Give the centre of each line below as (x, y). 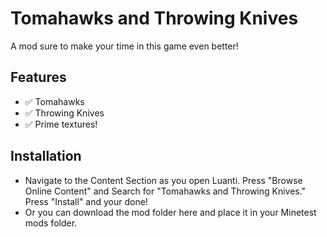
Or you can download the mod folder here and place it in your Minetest (170, 212)
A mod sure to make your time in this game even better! (124, 46)
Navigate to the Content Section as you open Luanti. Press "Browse (163, 180)
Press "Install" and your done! (86, 201)
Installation (46, 156)
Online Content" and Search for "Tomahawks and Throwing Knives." (165, 191)
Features (38, 77)
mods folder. (51, 223)
